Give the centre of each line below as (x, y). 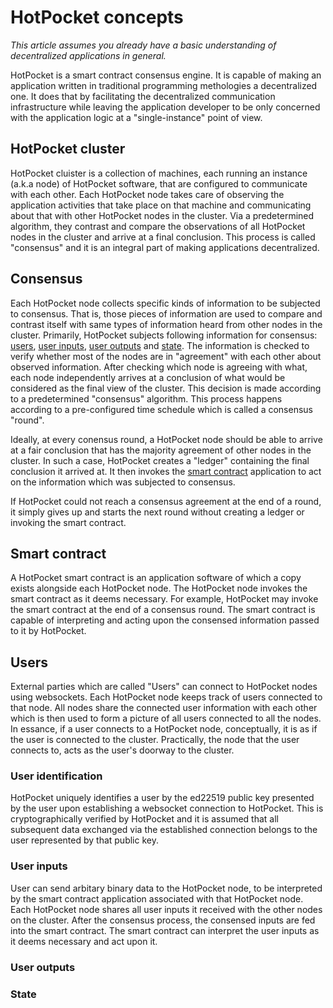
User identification (56, 776)
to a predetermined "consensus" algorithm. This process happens (146, 398)
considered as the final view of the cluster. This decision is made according (166, 388)
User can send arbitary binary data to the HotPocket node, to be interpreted (166, 888)
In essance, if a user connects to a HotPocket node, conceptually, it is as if (164, 729)
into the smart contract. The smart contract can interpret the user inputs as (165, 930)
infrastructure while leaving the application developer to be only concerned (165, 107)
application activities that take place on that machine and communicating (161, 205)
